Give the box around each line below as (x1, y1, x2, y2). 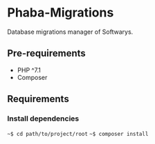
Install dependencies (7, 114, 80, 123)
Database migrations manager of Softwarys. (7, 28, 134, 36)
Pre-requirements (7, 48, 86, 59)
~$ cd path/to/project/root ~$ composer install (7, 131, 149, 138)
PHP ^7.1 (17, 65, 42, 74)
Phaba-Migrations (7, 5, 114, 21)
